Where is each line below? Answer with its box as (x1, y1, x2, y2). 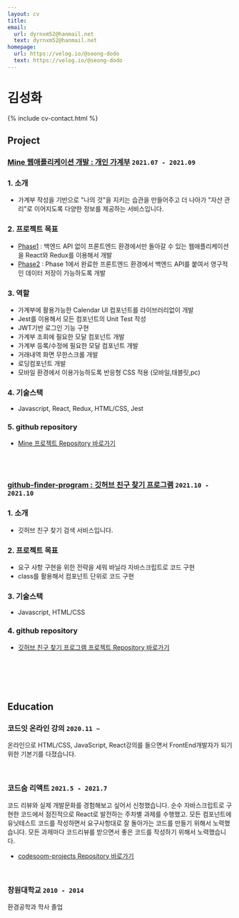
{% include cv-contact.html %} (7, 113, 98, 122)
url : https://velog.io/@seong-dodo (14, 51, 120, 58)
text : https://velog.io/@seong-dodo (14, 57, 123, 64)
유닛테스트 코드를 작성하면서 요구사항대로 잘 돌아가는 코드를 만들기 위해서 (7, 818, 212, 827)
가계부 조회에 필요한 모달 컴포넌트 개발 (17, 332, 125, 341)
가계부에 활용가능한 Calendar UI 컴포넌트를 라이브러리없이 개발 (17, 305, 194, 314)
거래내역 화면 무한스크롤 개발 (17, 350, 98, 359)
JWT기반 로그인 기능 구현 (17, 323, 89, 332)
